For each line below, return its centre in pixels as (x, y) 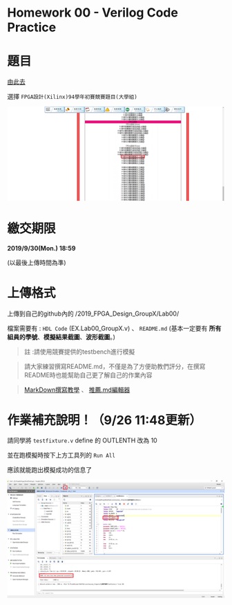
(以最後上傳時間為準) (37, 262)
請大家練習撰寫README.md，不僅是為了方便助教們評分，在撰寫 (115, 366)
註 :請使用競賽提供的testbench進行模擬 (79, 352)
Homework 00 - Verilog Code (93, 13)
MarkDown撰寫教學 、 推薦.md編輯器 (77, 390)
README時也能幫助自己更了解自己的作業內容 (88, 374)
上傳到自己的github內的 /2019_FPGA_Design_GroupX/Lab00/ (93, 314)
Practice (32, 27)
